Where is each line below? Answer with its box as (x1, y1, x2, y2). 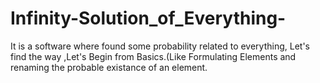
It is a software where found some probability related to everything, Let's (10, 40, 310, 52)
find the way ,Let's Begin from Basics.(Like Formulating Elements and (10, 50, 297, 62)
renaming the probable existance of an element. (10, 61, 208, 73)
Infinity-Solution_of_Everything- (10, 7, 287, 30)
